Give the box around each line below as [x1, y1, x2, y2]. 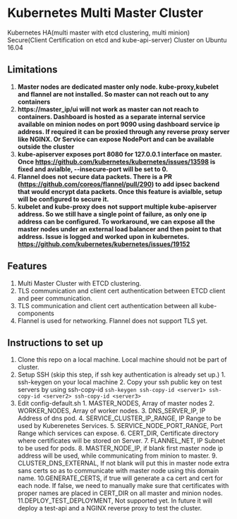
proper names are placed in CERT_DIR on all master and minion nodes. [17, 489, 224, 498]
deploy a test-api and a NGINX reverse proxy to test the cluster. [17, 504, 202, 513]
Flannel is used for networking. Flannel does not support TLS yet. [17, 316, 208, 325]
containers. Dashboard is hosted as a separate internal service [17, 112, 206, 121]
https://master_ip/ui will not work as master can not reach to [17, 104, 199, 114]
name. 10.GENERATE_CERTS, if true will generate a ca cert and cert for [17, 474, 224, 482]
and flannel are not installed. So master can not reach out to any [17, 90, 209, 98]
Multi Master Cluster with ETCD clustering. [17, 279, 142, 287]
